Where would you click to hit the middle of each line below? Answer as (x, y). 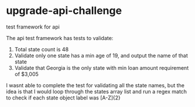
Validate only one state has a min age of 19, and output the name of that (101, 55)
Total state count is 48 (42, 49)
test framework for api (33, 27)
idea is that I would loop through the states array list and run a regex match (97, 91)
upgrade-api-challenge (64, 11)
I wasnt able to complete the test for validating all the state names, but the (95, 85)
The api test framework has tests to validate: (60, 38)
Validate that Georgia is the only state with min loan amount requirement (102, 67)
